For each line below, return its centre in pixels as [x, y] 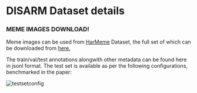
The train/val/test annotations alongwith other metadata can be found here [96, 59]
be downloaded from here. [38, 48]
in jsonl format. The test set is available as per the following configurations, [97, 66]
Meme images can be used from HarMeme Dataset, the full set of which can [98, 42]
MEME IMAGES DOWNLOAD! [48, 29]
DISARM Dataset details [66, 11]
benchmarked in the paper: [39, 72]
